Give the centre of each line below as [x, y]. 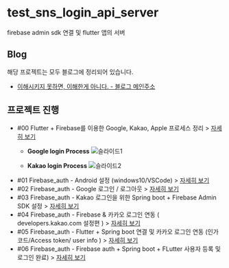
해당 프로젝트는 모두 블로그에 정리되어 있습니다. [70, 72]
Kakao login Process [57, 165]
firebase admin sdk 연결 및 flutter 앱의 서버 [66, 32]
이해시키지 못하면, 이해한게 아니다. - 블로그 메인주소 [86, 86]
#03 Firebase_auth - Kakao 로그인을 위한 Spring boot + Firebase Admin [117, 197]
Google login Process [58, 151]
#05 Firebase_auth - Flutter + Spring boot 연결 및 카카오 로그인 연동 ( [112, 232]
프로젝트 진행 [33, 110]
